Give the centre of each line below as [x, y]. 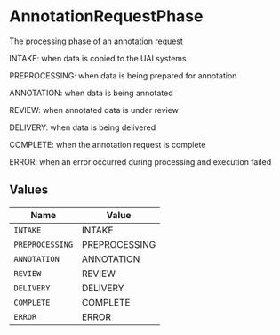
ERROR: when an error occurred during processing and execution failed [140, 161]
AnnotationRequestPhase [106, 16]
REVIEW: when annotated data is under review [94, 110]
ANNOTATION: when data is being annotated [91, 93]
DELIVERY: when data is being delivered [83, 127]
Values [29, 190]
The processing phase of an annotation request [96, 41]
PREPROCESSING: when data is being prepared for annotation [123, 75]
